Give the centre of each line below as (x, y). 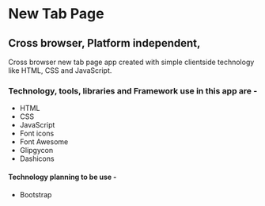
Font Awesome (44, 142)
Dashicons (37, 158)
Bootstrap (36, 194)
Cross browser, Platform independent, (104, 43)
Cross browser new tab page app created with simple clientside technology (131, 62)
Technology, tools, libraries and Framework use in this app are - (133, 90)
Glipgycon (36, 151)
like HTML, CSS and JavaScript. (60, 71)
